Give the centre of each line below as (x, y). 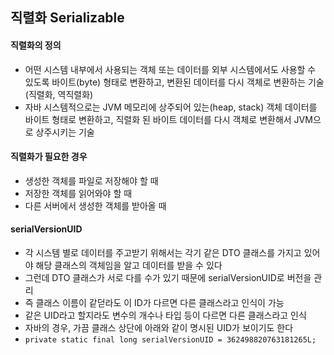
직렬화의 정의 (36, 45)
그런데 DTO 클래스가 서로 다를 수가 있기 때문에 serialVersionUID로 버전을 (168, 277)
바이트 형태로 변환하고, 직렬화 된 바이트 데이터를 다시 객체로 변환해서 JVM (168, 119)
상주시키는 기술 (65, 132)
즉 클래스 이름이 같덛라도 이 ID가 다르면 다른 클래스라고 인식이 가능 (154, 302)
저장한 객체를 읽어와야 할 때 (78, 193)
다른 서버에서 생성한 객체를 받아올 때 (95, 205)
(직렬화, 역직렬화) (59, 94)
